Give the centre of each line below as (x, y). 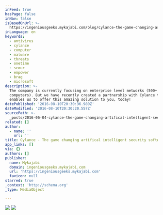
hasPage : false (20, 14)
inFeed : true (18, 9)
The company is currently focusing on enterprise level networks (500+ (83, 91)
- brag (16, 77)
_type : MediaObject (25, 189)
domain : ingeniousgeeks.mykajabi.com (48, 167)
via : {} (13, 149)
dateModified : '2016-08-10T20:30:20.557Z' (49, 109)
